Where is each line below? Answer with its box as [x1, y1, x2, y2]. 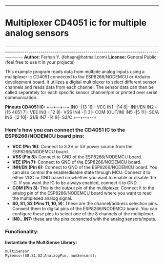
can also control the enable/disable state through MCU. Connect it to [12, 169, 150, 175]
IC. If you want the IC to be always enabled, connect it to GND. [12, 180, 138, 186]
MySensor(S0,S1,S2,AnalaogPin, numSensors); [5, 253, 97, 258]
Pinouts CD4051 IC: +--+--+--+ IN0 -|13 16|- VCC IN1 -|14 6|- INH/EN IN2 [5, 104, 154, 110]
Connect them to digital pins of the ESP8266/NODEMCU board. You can [12, 206, 158, 212]
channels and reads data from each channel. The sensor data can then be [5, 84, 154, 90]
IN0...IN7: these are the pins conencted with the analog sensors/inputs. [12, 216, 157, 222]
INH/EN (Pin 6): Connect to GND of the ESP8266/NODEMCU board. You [12, 164, 158, 170]
